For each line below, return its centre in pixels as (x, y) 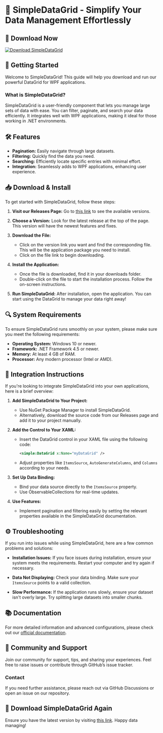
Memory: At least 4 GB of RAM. (44, 354)
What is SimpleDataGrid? (35, 94)
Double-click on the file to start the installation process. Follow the (86, 279)
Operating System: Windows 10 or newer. (54, 343)
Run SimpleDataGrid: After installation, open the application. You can (82, 294)
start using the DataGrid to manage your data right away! (69, 299)
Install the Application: (36, 264)
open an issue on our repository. (38, 693)
